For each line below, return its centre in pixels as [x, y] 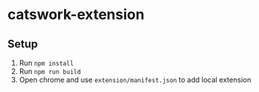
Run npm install [46, 63]
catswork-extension [76, 15]
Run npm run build [50, 71]
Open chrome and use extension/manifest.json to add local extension [135, 80]
